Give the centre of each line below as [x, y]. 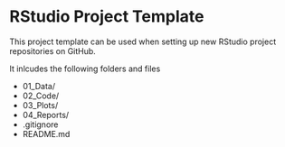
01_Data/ [39, 86]
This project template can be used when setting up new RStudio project [143, 41]
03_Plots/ [40, 105]
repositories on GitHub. [53, 51]
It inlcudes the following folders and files [85, 69]
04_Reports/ [46, 115]
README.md [46, 133]
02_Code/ [41, 96]
